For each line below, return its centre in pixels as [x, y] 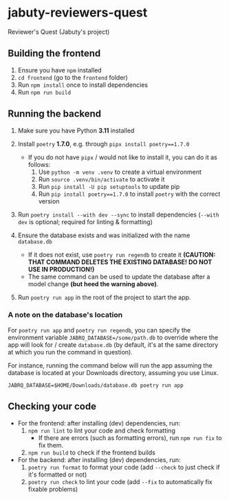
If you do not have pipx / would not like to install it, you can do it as [122, 157]
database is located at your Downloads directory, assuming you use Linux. [113, 372]
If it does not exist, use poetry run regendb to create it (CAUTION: [122, 254]
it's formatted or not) [57, 474]
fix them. [51, 445]
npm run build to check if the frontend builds [91, 452]
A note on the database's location [65, 315]
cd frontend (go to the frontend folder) [73, 77]
